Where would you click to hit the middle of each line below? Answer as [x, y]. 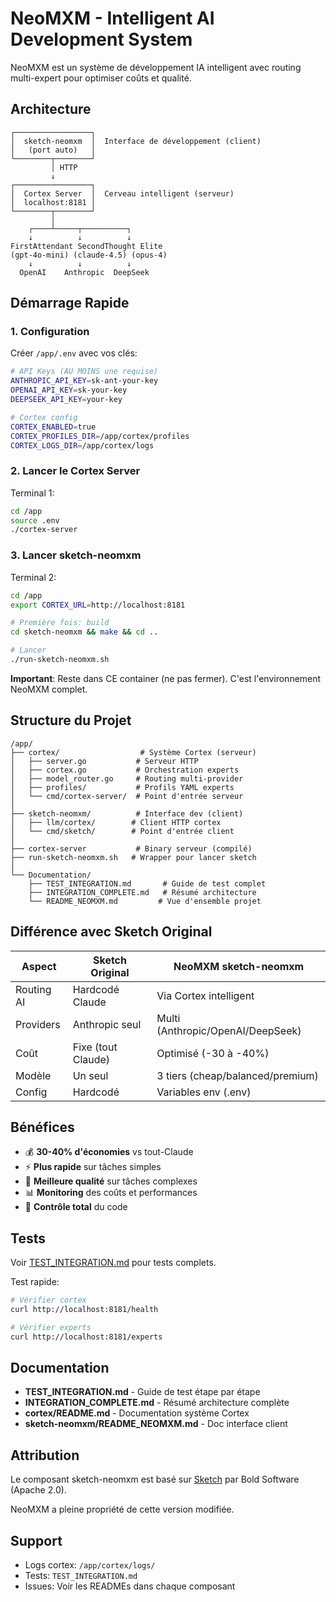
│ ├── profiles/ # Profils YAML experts [122, 787]
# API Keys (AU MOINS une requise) [84, 372]
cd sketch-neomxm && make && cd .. [84, 632]
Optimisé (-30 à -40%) [213, 1053]
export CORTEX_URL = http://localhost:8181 [98, 605]
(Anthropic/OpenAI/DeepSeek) [229, 1030]
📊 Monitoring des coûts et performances [111, 1193]
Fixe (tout [95, 1047]
